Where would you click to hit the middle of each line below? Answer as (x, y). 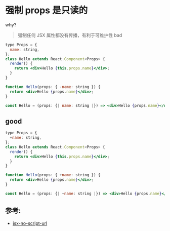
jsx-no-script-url (30, 223)
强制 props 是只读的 (47, 10)
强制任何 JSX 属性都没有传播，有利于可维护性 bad (70, 35)
